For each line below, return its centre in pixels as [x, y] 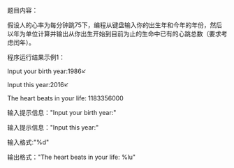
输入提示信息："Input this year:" [53, 127]
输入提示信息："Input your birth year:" [62, 113]
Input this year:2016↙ [38, 85]
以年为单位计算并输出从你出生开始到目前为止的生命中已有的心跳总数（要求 [114, 34]
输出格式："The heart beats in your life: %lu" [72, 157]
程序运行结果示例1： [36, 57]
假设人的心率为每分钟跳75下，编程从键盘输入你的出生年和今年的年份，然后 [115, 25]
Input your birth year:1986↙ [47, 71]
